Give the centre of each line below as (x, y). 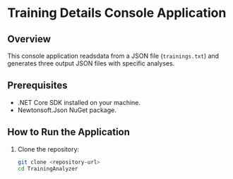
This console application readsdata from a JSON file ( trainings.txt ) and (113, 56)
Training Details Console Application (117, 13)
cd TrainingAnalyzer (48, 168)
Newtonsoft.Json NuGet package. (67, 110)
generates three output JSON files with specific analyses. (91, 63)
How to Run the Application (69, 132)
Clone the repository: (48, 149)
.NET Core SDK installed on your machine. (79, 102)
